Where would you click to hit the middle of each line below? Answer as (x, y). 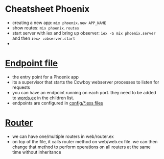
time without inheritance (36, 152)
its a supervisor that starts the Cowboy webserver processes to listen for (86, 82)
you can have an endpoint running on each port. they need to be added (84, 92)
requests (21, 87)
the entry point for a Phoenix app (46, 77)
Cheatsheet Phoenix (47, 9)
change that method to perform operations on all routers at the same (81, 147)
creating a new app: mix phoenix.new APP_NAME (59, 23)
